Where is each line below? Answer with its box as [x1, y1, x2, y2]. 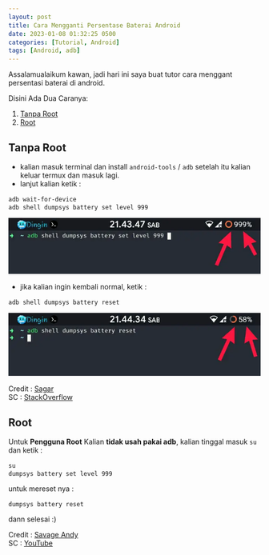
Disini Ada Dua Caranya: [8, 94, 89, 103]
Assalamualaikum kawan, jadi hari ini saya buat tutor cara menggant [8, 70, 233, 79]
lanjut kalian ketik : [19, 178, 82, 188]
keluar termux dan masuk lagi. [19, 170, 120, 180]
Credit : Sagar [8, 384, 54, 393]
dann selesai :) [8, 514, 57, 524]
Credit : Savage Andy [8, 529, 78, 539]
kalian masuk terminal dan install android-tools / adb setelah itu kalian [19, 162, 251, 171]
